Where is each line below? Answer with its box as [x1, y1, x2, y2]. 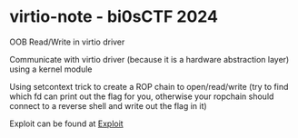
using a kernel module [9, 64, 93, 74]
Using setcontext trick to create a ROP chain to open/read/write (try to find [9, 81, 289, 92]
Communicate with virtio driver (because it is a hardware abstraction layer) [9, 54, 290, 64]
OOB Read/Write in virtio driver [9, 36, 125, 47]
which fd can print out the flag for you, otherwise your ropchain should [9, 91, 274, 102]
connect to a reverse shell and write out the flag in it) [9, 100, 207, 111]
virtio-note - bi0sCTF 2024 [9, 6, 218, 27]
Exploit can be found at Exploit [9, 118, 124, 129]
